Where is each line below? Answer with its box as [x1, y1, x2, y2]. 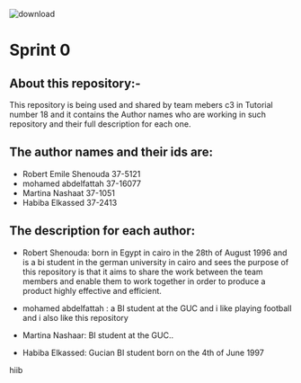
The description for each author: [9, 223, 196, 238]
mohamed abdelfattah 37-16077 [22, 178, 142, 189]
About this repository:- [9, 76, 141, 91]
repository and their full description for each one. [9, 119, 191, 129]
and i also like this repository [22, 312, 128, 323]
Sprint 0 [9, 40, 71, 60]
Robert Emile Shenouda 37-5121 [22, 168, 141, 179]
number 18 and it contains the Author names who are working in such [9, 109, 267, 120]
